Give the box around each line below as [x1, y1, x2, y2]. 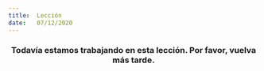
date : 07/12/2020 [8, 19, 73, 27]
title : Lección [8, 11, 62, 20]
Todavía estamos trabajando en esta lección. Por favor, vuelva [10, 45, 257, 56]
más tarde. [112, 54, 155, 65]
